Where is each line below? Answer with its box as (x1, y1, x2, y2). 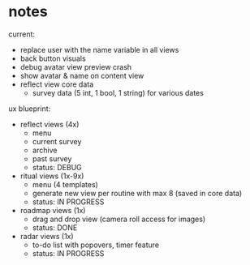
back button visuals (19, 53, 87, 63)
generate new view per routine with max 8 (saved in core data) (32, 188, 243, 198)
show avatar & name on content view (19, 71, 144, 80)
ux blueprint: (8, 104, 51, 113)
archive (32, 145, 58, 155)
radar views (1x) (19, 231, 75, 241)
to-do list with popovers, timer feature (32, 240, 160, 250)
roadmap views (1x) (19, 205, 86, 215)
